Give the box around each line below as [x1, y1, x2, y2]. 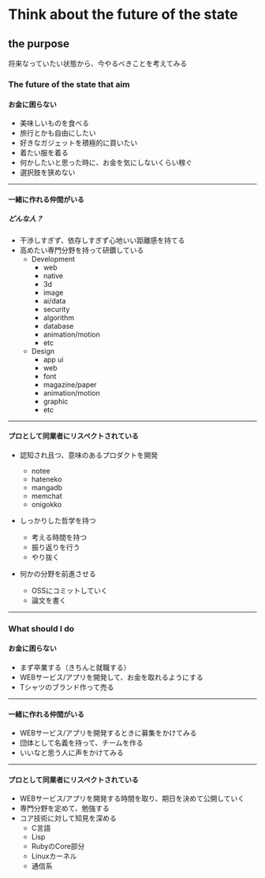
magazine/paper [43, 380, 97, 389]
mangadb [31, 482, 63, 492]
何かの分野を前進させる [19, 569, 96, 579]
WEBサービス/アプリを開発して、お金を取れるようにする [19, 672, 203, 683]
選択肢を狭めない [19, 168, 76, 177]
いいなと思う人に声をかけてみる [19, 748, 124, 757]
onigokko [31, 499, 62, 509]
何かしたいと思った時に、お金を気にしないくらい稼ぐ [19, 158, 193, 167]
